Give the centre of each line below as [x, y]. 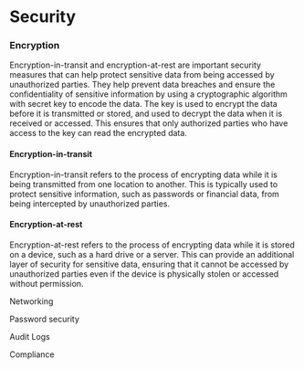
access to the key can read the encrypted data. [98, 133]
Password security [45, 319]
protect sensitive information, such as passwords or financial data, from [145, 194]
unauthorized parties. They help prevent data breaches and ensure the [142, 85]
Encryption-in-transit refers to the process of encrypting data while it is [144, 174]
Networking [31, 301]
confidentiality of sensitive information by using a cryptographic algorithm [148, 94]
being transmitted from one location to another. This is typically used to [144, 184]
